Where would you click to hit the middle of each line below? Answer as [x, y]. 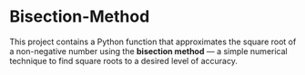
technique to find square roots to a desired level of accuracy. [124, 61]
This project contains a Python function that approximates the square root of [153, 42]
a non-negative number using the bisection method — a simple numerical [149, 51]
